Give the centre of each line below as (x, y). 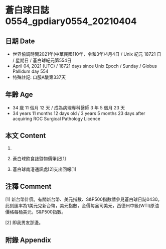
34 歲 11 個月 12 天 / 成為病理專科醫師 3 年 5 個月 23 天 (69, 107)
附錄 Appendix (28, 240)
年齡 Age (19, 95)
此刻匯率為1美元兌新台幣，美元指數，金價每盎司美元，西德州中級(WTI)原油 (82, 206)
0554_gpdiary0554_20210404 (71, 21)
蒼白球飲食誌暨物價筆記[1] (39, 158)
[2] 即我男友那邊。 (24, 223)
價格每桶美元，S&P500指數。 (36, 212)
